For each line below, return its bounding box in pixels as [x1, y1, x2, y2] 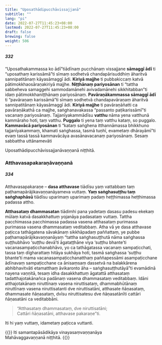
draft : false [5, 30, 31, 34]
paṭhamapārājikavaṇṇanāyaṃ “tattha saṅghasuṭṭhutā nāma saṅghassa [5, 234, 145, 240]
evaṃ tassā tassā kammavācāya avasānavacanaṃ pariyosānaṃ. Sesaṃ [5, 133, 148, 139]
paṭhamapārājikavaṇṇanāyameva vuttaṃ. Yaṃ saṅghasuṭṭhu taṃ [5, 188, 136, 194]
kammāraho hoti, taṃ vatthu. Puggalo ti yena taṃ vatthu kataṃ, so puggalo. [5, 117, 156, 123]
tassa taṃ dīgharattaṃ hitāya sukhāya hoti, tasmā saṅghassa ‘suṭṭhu [5, 250, 142, 255]
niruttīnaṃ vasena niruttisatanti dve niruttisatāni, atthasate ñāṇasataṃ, [5, 285, 145, 291]
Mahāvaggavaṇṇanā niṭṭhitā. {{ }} [5, 334, 70, 340]
